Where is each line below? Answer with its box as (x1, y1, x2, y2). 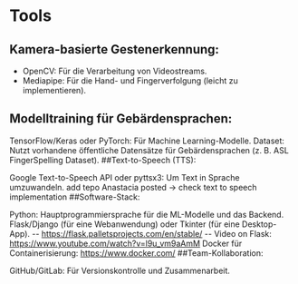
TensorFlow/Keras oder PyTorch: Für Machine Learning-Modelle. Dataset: (9, 135, 285, 146)
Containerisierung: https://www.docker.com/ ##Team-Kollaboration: (9, 247, 264, 259)
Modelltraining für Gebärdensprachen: (9, 111, 233, 127)
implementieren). (22, 85, 87, 95)
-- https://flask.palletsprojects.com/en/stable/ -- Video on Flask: (31, 228, 272, 239)
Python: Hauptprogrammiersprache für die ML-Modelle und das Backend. (9, 209, 284, 220)
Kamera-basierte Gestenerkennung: (9, 42, 220, 57)
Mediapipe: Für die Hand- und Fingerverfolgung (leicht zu (22, 75, 238, 86)
